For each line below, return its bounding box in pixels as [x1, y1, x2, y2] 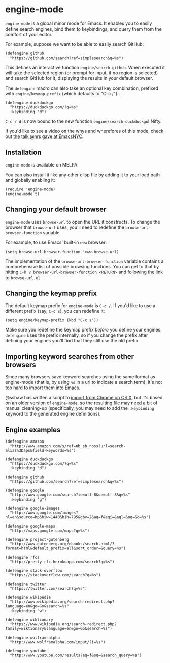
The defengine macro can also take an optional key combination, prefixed [5, 85, 159, 91]
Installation [5, 148, 42, 157]
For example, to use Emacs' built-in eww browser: [5, 239, 107, 245]
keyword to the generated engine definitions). [5, 411, 101, 417]
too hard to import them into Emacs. [5, 384, 80, 391]
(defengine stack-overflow [5, 568, 62, 573]
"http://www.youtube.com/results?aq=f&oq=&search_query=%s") [10, 653, 142, 658]
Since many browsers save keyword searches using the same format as [5, 374, 156, 380]
